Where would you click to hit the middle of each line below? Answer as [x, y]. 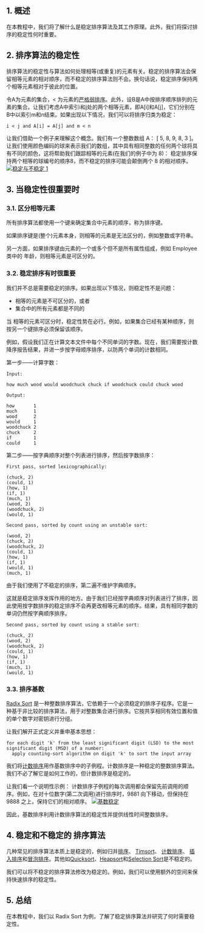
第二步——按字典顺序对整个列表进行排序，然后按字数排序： [81, 455]
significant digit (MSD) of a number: [55, 748]
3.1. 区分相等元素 [31, 208]
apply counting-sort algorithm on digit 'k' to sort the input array [101, 754]
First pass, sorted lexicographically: [57, 466]
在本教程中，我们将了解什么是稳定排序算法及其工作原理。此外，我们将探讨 [99, 27]
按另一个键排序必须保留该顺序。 [46, 329]
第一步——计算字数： [33, 362]
